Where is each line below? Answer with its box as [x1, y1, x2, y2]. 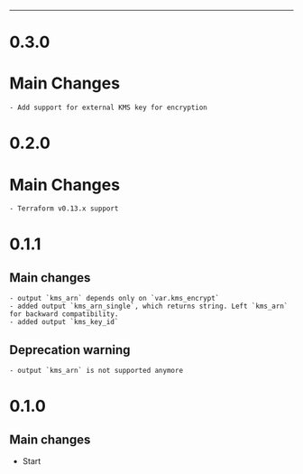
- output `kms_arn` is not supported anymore [9, 367, 183, 376]
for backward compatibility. [9, 310, 119, 319]
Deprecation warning [9, 342, 131, 358]
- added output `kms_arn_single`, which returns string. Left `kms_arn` [9, 302, 289, 311]
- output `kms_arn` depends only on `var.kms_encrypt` [9, 294, 220, 303]
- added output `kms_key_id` [9, 318, 119, 327]
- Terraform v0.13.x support [9, 204, 119, 213]
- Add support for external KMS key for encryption [9, 103, 207, 113]
